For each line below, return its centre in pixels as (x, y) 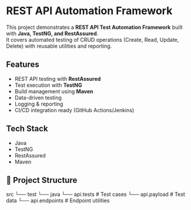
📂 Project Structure (42, 180)
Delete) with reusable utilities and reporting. (59, 46)
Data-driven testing (38, 97)
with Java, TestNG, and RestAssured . (52, 33)
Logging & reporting (39, 104)
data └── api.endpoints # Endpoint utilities (58, 201)
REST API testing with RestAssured (58, 78)
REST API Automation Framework (89, 11)
